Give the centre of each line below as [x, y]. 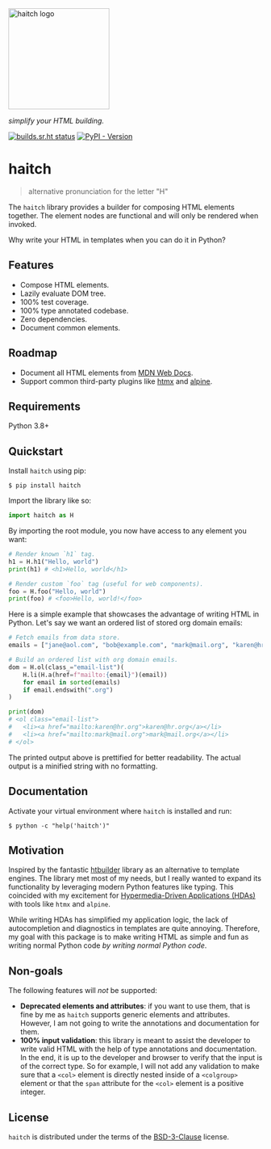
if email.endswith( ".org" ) [68, 690]
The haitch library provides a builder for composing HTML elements [122, 207]
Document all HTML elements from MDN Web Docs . [106, 372]
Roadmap [33, 354]
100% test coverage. [54, 301]
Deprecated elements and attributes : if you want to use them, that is [135, 1006]
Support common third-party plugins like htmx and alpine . [116, 381]
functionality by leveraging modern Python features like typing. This [121, 887]
